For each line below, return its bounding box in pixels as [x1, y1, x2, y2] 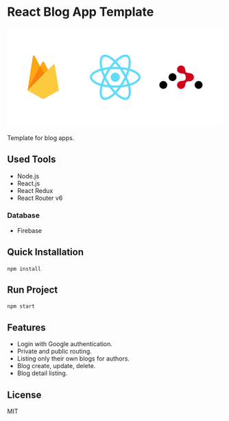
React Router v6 [16, 194, 63, 202]
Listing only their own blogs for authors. [16, 354, 130, 363]
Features [7, 321, 46, 333]
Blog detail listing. [16, 369, 68, 378]
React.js [16, 179, 40, 187]
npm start [7, 303, 36, 310]
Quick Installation [7, 247, 84, 258]
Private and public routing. [16, 348, 93, 356]
